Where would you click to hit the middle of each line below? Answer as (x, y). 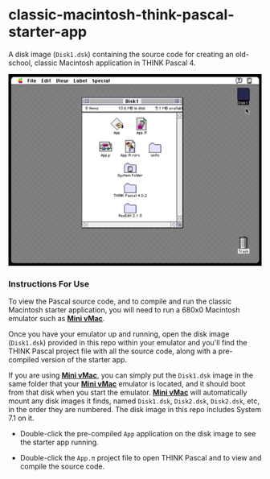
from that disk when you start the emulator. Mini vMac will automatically (128, 393)
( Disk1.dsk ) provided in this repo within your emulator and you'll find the (128, 343)
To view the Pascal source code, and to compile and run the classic (120, 301)
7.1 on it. (21, 418)
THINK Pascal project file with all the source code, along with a (112, 351)
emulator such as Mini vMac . (57, 319)
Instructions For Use (49, 283)
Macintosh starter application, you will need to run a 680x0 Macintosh (124, 310)
